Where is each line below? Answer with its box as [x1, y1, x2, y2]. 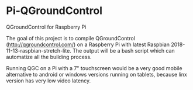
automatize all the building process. [6, 53, 92, 60]
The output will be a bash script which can [72, 47, 175, 54]
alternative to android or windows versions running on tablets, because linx [6, 71, 187, 78]
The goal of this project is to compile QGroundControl [6, 34, 136, 41]
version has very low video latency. [6, 77, 91, 84]
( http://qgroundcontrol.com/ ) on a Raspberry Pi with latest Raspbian [6, 41, 170, 48]
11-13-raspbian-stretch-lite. [6, 47, 71, 54]
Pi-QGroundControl [6, 4, 103, 18]
